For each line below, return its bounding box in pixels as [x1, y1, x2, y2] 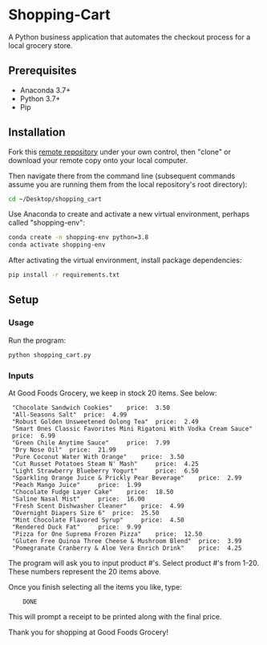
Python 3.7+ [19, 94, 61, 103]
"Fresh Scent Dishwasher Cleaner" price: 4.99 [11, 501, 184, 510]
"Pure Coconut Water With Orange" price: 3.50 [11, 452, 184, 460]
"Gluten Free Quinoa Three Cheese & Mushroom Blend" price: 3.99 [11, 537, 242, 545]
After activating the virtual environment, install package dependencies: [8, 255, 242, 266]
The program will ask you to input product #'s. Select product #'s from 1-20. [8, 558, 260, 567]
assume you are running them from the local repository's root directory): [8, 179, 248, 189]
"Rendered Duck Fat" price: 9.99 [11, 523, 142, 531]
